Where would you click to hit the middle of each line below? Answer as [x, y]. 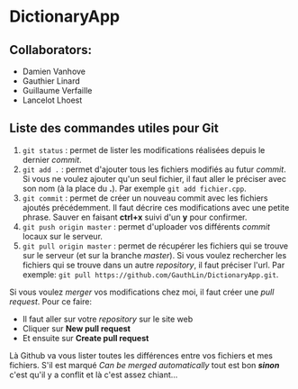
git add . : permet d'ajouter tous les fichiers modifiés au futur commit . [154, 169]
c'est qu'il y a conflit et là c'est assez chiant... [94, 375]
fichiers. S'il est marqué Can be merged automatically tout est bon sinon [144, 365]
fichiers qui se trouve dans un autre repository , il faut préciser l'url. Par [154, 265]
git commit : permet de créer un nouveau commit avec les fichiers [145, 198]
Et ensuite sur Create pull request [86, 338]
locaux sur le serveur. [63, 236]
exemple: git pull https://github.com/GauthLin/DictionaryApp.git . [150, 274]
